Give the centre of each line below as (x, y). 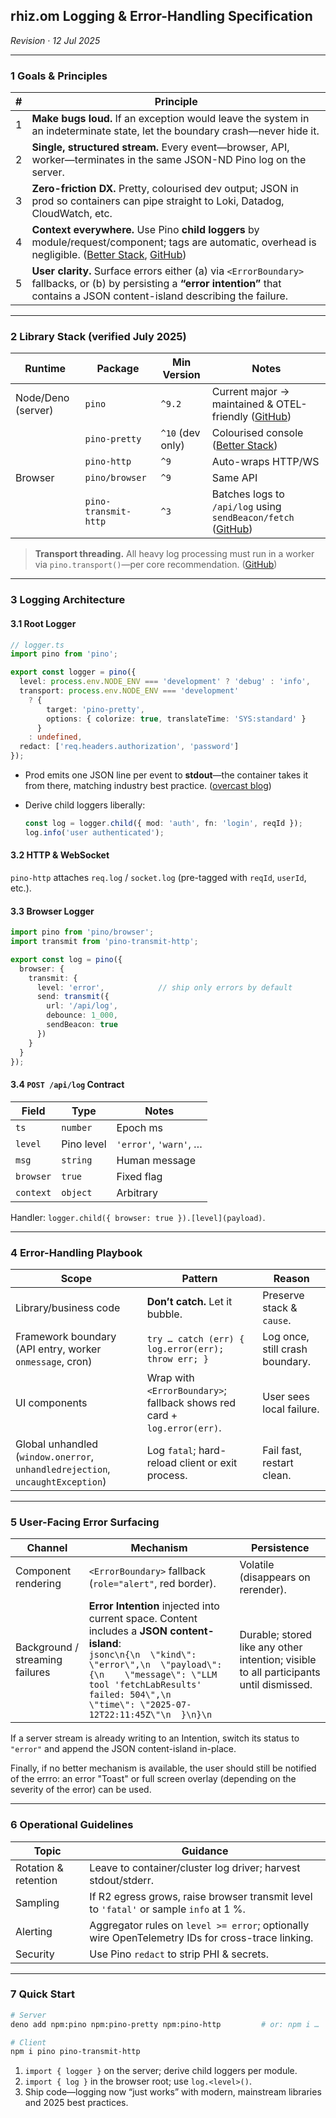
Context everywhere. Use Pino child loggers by (145, 230)
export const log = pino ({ (66, 959)
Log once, (286, 1336)
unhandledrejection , (63, 1469)
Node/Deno (42, 398)
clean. (277, 1475)
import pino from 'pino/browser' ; (82, 932)
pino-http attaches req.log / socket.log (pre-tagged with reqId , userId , (158, 877)
